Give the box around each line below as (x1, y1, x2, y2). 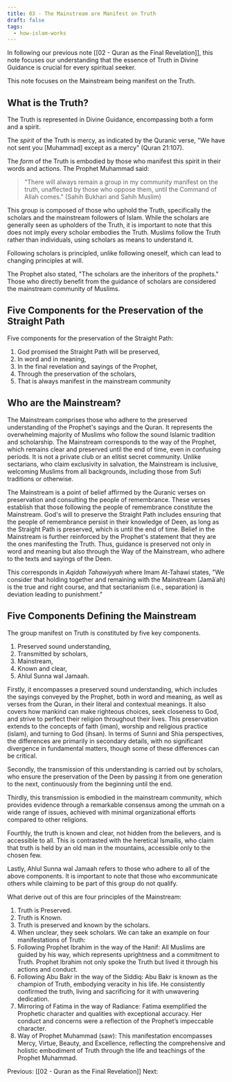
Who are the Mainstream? (7, 397, 121, 409)
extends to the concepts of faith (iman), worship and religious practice (7, 722, 208, 730)
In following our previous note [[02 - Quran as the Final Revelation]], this (7, 49, 213, 57)
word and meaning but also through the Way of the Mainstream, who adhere (7, 547, 225, 556)
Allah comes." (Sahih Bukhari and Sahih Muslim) (24, 192, 161, 201)
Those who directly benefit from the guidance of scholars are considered (7, 277, 216, 285)
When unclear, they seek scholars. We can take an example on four (17, 928, 210, 936)
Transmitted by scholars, (17, 649, 89, 658)
